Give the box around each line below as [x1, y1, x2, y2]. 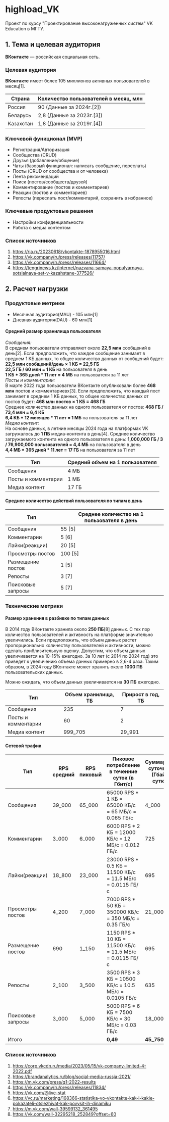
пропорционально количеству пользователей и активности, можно [5, 643, 151, 649]
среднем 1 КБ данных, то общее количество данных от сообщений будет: [5, 355, 164, 362]
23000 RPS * [106, 856, 139, 863]
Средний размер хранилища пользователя [5, 328, 101, 334]
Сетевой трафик [5, 743, 42, 749]
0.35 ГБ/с [106, 921, 130, 928]
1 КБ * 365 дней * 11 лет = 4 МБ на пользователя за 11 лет [5, 371, 129, 377]
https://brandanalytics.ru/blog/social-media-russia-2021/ [12, 1074, 131, 1080]
